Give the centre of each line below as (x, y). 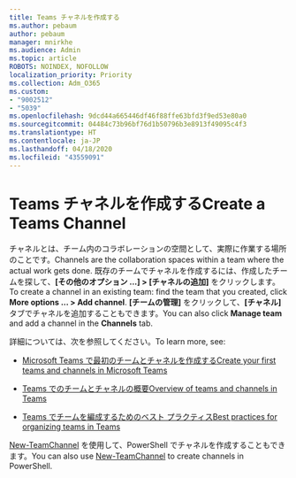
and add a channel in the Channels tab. (81, 323)
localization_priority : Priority (71, 75)
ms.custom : (29, 91)
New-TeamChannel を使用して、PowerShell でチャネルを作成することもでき (148, 445)
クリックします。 (249, 282)
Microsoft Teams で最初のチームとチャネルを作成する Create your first (149, 360)
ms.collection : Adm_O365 (55, 83)
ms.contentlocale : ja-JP (55, 141)
